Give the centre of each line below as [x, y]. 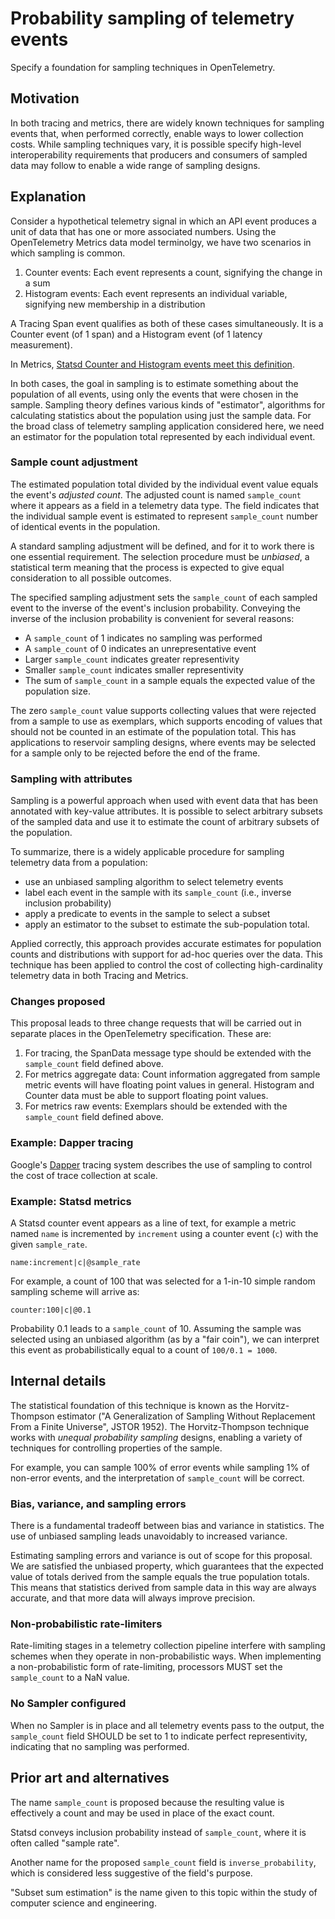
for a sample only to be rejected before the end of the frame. [135, 753]
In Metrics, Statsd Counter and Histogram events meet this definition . [152, 364]
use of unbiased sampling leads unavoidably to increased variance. [149, 1536]
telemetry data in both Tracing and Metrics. [99, 976]
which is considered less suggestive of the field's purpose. [131, 1873]
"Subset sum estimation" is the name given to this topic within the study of [164, 1892]
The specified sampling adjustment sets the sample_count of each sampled [164, 597]
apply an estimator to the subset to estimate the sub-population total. [167, 924]
